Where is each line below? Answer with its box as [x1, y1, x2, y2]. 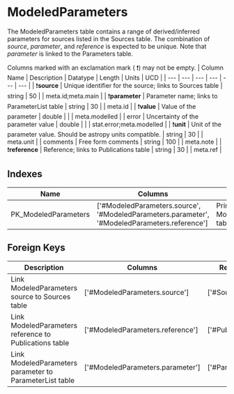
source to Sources [10, 291, 71, 301]
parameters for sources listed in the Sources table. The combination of [7, 34, 210, 43]
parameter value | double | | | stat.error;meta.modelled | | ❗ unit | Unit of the [7, 120, 221, 128]
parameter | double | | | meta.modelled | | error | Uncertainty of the [7, 112, 199, 121]
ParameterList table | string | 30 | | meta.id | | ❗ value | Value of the [7, 102, 196, 110]
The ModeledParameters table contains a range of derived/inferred [7, 27, 200, 36]
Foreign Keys [7, 242, 65, 254]
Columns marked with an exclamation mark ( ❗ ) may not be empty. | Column [7, 63, 224, 72]
